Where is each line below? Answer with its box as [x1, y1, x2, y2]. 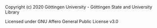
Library [5, 9, 20, 15]
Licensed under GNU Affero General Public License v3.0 [5, 19, 119, 24]
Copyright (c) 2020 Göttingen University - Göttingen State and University [5, 4, 153, 10]
